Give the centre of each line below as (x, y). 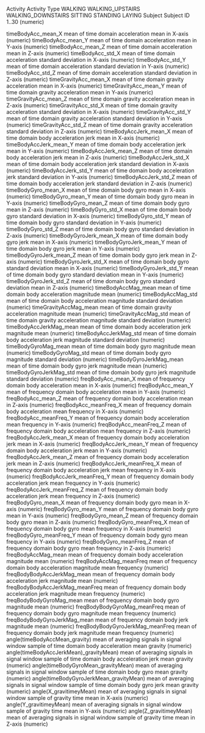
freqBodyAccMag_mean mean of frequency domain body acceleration (95, 555)
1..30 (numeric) (25, 22)
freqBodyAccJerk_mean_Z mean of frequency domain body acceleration (98, 457)
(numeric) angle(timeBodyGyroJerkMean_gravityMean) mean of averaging (100, 678)
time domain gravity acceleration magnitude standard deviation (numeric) (99, 320)
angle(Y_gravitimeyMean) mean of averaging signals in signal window (94, 705)
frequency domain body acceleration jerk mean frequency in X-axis (91, 470)
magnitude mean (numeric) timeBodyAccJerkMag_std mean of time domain (101, 333)
